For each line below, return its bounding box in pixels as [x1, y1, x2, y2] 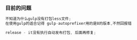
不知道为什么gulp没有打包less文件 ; [5, 16, 72, 21]
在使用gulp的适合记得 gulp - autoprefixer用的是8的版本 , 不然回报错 [5, 21, 132, 26]
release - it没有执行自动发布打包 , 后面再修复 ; [5, 30, 96, 35]
